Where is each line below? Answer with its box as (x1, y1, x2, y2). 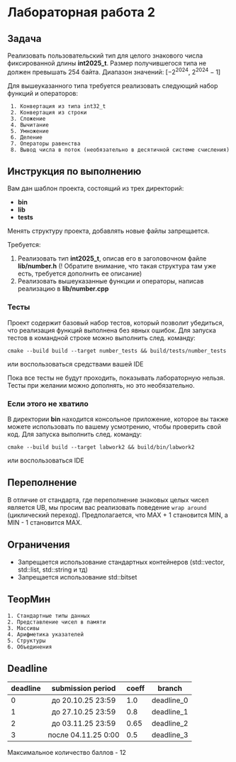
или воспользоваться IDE (7, 456, 84, 465)
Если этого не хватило (7, 398, 89, 408)
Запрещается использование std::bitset (17, 572, 137, 581)
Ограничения (7, 539, 70, 551)
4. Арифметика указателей (7, 631, 84, 638)
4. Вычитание (10, 121, 50, 129)
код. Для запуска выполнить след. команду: (7, 430, 142, 439)
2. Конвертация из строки (10, 109, 87, 116)
